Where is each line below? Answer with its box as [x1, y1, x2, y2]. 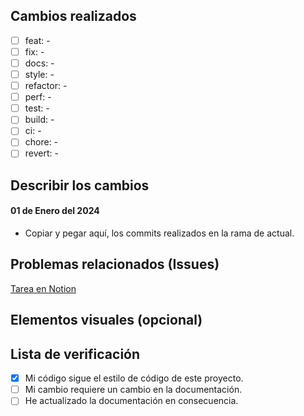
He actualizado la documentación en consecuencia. [24, 395, 239, 407]
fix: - [24, 45, 45, 58]
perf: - [24, 91, 52, 103]
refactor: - [24, 80, 68, 92]
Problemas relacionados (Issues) [10, 256, 220, 273]
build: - [24, 114, 55, 126]
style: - [24, 69, 55, 80]
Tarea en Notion [10, 282, 77, 294]
